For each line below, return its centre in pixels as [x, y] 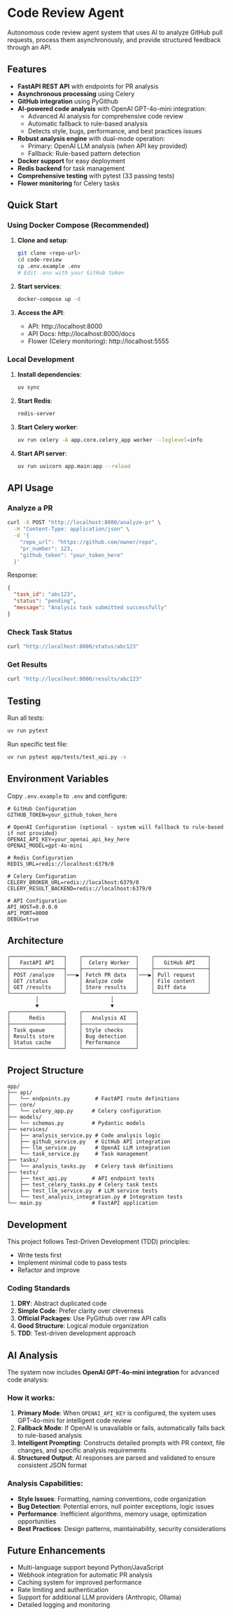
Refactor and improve [49, 1270]
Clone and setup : [43, 241]
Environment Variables [58, 779]
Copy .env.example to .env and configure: [67, 796]
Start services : [39, 286]
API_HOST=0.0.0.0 [33, 907]
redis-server [36, 413]
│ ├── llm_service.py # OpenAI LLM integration [89, 1148]
